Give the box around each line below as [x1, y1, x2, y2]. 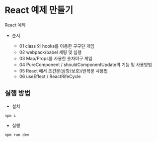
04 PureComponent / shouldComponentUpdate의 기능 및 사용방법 [19, 62, 153, 68]
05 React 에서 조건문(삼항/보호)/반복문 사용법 [19, 68, 108, 73]
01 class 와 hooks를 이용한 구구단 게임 [19, 43, 95, 49]
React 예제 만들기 [4, 4, 74, 16]
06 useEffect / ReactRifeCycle [19, 73, 81, 79]
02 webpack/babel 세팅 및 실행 [19, 49, 82, 55]
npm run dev [4, 132, 29, 137]
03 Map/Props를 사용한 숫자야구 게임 [19, 55, 93, 61]
